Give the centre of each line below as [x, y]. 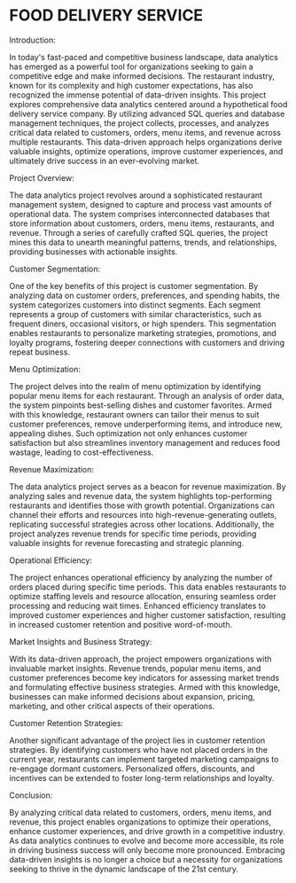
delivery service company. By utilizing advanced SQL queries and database [147, 113]
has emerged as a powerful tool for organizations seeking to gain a [131, 66]
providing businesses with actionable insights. [93, 251]
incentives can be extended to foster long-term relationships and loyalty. [142, 778]
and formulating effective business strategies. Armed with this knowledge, [145, 687]
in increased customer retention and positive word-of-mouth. [121, 624]
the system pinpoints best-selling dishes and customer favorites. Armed [140, 405]
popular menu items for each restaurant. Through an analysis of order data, [147, 395]
